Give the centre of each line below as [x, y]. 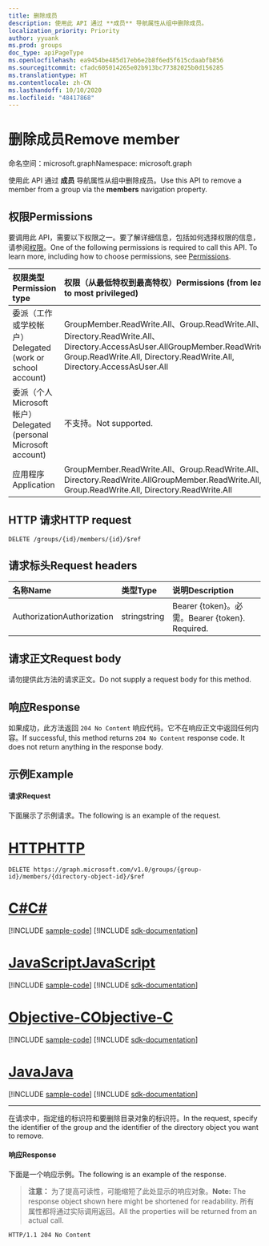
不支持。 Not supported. [108, 423]
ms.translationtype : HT [48, 75]
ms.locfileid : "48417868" [51, 98]
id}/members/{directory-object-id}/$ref [77, 876]
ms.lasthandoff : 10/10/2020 [55, 90]
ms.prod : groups [35, 46]
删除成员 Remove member [94, 140]
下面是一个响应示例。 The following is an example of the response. [117, 1174]
